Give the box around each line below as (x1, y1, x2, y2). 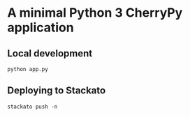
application (7, 19, 75, 36)
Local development (7, 47, 93, 59)
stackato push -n (7, 103, 58, 110)
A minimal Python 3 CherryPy (7, 5, 183, 21)
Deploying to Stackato (7, 85, 106, 97)
